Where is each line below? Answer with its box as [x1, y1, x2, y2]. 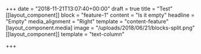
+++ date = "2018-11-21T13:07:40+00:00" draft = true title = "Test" [5, 5, 173, 12]
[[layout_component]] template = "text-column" [5, 31, 125, 38]
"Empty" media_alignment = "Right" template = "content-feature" [5, 18, 169, 25]
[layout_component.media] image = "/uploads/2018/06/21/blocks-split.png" [5, 24, 196, 31]
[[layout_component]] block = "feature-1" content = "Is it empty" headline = [5, 11, 195, 19]
